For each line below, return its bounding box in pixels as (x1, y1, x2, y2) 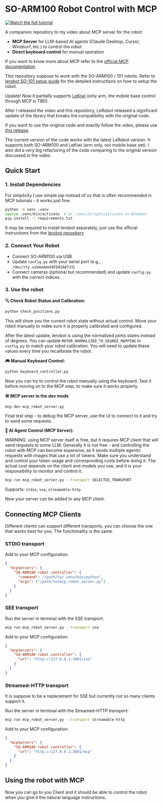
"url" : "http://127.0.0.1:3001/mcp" (18, 749, 92, 754)
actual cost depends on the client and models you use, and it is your (5, 463, 142, 469)
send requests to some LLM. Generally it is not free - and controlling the (5, 442, 149, 448)
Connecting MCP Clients (5, 510, 81, 518)
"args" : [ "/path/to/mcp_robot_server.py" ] (18, 579, 106, 584)
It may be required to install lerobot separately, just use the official (5, 225, 138, 231)
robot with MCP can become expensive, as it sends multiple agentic (5, 447, 141, 453)
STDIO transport (5, 541, 45, 548)
